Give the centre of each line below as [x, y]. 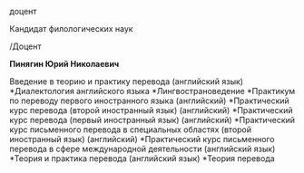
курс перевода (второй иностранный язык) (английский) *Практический [151, 110]
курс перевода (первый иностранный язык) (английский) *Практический [152, 120]
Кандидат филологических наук [71, 29]
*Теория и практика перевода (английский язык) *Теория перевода [142, 159]
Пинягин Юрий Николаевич [64, 64]
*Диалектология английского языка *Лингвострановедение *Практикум [152, 91]
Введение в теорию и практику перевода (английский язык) [126, 82]
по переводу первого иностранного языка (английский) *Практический [150, 101]
